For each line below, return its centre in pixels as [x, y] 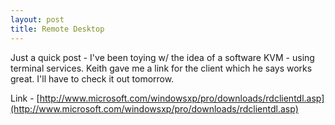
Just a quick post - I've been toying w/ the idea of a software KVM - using [162, 57]
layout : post [37, 19]
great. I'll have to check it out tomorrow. [92, 78]
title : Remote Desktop [57, 29]
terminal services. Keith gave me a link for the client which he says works [161, 68]
